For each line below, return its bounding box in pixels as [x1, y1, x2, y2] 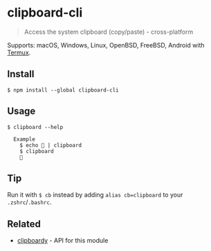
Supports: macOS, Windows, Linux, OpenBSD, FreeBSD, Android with [7, 41, 205, 49]
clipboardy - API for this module [17, 237, 109, 245]
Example [13, 136, 36, 143]
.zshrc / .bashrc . [7, 198, 52, 206]
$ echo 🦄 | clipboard [19, 141, 82, 149]
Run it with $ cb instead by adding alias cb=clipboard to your [7, 191, 183, 199]
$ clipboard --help [7, 123, 64, 130]
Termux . [7, 48, 31, 57]
